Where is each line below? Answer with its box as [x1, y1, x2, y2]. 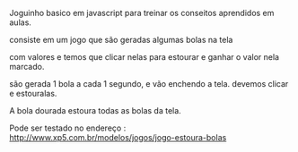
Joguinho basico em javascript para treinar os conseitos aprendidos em [9, 8, 275, 18]
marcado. [9, 62, 45, 72]
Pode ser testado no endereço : [9, 122, 127, 133]
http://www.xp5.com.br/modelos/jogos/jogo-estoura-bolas [9, 132, 227, 142]
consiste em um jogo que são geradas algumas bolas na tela [9, 35, 233, 45]
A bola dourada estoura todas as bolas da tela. [9, 106, 181, 115]
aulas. [9, 17, 31, 28]
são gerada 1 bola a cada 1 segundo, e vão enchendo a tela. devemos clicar [9, 79, 289, 89]
